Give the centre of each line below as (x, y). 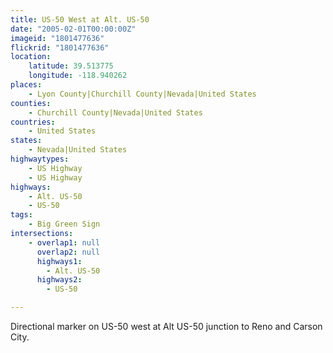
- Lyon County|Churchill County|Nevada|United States (142, 94)
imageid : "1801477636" (57, 38)
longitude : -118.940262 (78, 76)
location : (31, 57)
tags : (21, 215)
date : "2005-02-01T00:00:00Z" (73, 29)
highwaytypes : (40, 159)
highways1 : (59, 261)
